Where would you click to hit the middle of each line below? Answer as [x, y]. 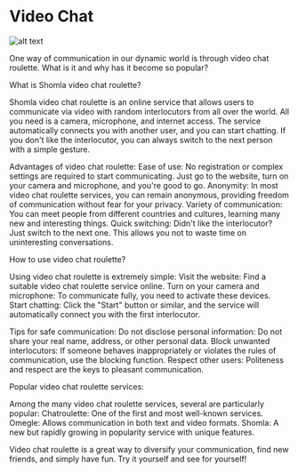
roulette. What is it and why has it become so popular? [109, 68]
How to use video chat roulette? [68, 259]
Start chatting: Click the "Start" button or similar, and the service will [134, 305]
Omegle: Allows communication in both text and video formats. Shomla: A [144, 422]
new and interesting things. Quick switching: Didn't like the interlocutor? [141, 223]
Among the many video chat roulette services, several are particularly [137, 404]
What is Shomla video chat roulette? [75, 84]
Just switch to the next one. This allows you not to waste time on [128, 232]
